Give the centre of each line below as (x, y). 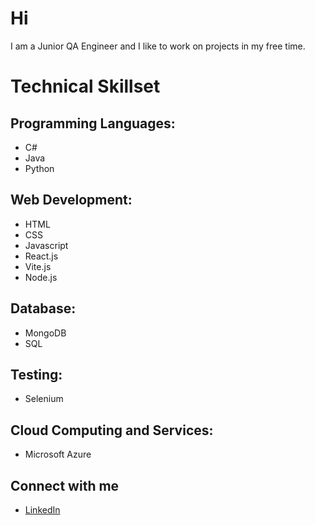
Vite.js (38, 266)
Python (39, 168)
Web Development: (71, 200)
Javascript (46, 245)
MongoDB (45, 333)
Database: (43, 308)
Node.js (41, 277)
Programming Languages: (93, 123)
